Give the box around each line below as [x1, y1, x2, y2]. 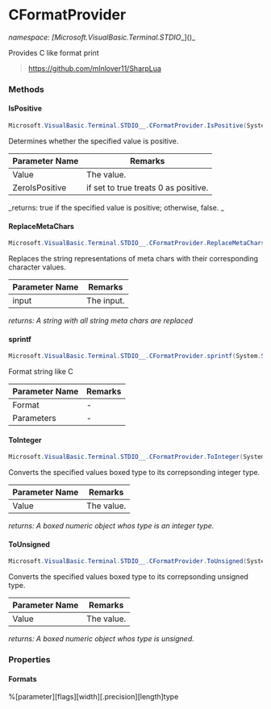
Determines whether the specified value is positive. [8, 136, 179, 146]
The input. [85, 295, 125, 307]
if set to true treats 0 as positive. [85, 181, 209, 193]
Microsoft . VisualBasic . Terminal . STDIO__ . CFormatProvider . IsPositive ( [8, 122, 248, 130]
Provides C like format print [8, 48, 99, 57]
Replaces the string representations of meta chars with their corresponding [8, 254, 258, 264]
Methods [8, 83, 44, 94]
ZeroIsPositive [12, 181, 67, 193]
